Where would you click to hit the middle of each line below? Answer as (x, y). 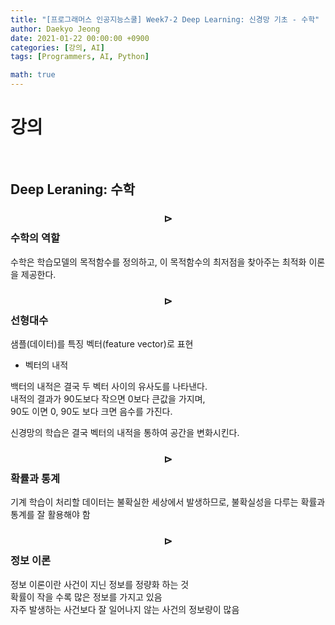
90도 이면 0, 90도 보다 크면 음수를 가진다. (91, 411)
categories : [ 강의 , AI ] (57, 47)
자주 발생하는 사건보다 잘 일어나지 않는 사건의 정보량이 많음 (125, 609)
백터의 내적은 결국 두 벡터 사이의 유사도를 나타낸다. (109, 386)
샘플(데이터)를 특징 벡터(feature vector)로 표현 (102, 343)
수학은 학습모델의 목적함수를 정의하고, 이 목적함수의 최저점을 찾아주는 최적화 (158, 262)
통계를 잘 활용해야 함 (50, 515)
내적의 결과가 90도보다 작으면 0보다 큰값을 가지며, (108, 398)
